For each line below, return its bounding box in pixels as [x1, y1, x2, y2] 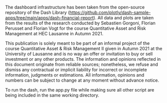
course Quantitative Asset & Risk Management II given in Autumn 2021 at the [5, 46, 163, 51]
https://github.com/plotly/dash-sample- [69, 9, 151, 15]
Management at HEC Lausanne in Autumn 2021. [5, 31, 104, 36]
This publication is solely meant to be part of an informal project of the [5, 40, 150, 46]
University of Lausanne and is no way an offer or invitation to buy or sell [5, 51, 153, 57]
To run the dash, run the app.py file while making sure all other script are [5, 87, 155, 93]
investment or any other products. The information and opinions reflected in [5, 56, 161, 62]
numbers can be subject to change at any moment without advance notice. [5, 77, 160, 83]
